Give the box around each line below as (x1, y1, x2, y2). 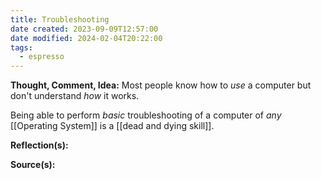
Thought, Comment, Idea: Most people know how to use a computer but (10, 79, 312, 91)
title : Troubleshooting (10, 14, 110, 25)
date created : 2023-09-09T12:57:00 (10, 24, 159, 34)
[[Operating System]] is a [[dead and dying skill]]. (10, 120, 215, 132)
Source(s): (10, 159, 56, 171)
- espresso (19, 52, 65, 62)
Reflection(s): (10, 139, 69, 151)
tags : (10, 42, 33, 53)
